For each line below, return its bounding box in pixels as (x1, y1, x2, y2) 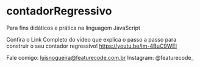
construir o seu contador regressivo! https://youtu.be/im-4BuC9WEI (6, 42, 177, 49)
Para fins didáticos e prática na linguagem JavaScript (6, 24, 140, 31)
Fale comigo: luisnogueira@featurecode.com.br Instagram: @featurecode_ (6, 54, 194, 61)
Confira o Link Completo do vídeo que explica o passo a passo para (6, 36, 177, 43)
